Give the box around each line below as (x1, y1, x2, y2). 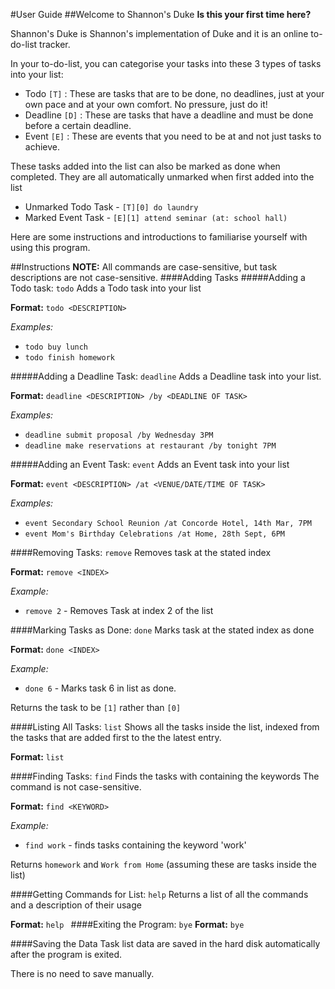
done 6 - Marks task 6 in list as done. (24, 682, 177, 694)
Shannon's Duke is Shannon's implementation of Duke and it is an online (10, 28, 309, 39)
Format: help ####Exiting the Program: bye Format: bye (10, 919, 245, 930)
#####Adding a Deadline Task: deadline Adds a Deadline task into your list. (10, 370, 322, 382)
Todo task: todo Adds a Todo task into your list (10, 282, 202, 294)
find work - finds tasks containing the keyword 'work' (24, 839, 247, 851)
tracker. (39, 39, 71, 50)
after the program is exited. (10, 949, 123, 960)
